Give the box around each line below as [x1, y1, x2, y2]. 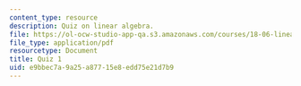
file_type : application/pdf [9, 38, 115, 47]
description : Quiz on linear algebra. [9, 21, 154, 30]
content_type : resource [9, 13, 99, 22]
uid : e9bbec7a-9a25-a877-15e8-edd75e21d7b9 [9, 64, 175, 73]
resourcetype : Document [9, 47, 99, 56]
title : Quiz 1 [9, 55, 63, 64]
